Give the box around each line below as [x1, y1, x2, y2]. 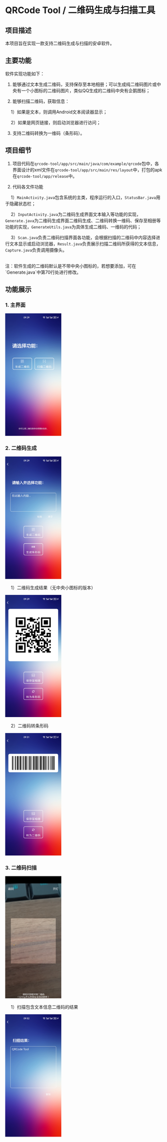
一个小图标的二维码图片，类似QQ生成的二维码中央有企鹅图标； [21, 87, 151, 93]
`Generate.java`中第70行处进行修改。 [5, 269, 81, 275]
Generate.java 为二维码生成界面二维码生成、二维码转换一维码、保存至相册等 [5, 217, 161, 223]
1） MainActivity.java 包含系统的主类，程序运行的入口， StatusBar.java [10, 194, 156, 200]
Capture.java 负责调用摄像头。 [5, 247, 67, 253]
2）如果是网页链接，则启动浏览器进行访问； [10, 119, 101, 125]
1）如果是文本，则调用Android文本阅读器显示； [10, 109, 108, 115]
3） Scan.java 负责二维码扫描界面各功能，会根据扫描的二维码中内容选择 [10, 234, 156, 241]
